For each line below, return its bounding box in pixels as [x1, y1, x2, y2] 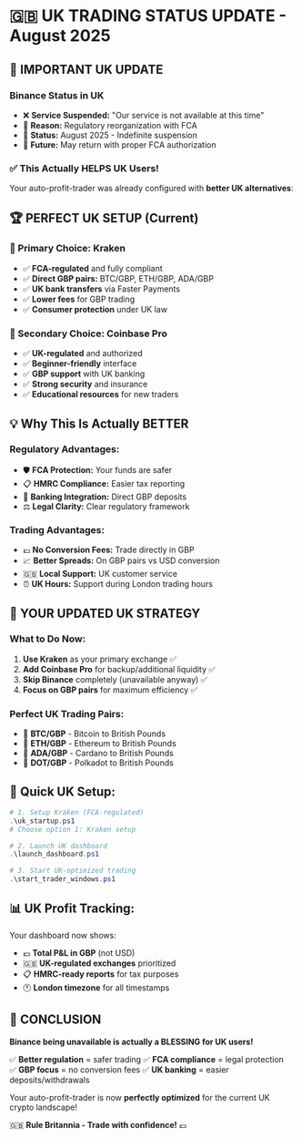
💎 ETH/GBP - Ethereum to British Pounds [22, 738, 177, 749]
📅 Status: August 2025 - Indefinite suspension [22, 129, 198, 140]
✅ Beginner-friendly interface [22, 358, 137, 369]
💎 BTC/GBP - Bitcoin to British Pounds [22, 728, 166, 739]
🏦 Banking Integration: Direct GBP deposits [22, 491, 187, 502]
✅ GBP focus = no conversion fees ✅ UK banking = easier [9, 1063, 229, 1075]
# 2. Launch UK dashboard [9, 841, 107, 850]
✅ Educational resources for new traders [22, 389, 179, 400]
